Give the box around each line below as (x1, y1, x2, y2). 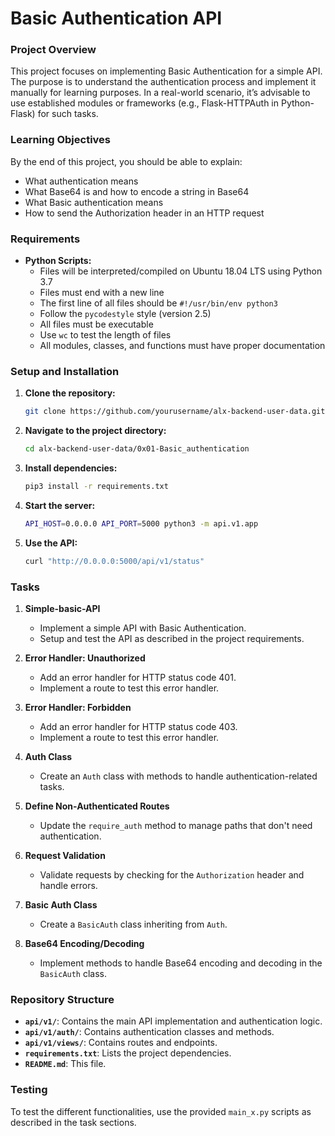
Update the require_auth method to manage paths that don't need (39, 820, 313, 832)
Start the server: (24, 500, 96, 511)
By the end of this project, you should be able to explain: (10, 155, 243, 167)
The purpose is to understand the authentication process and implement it (10, 76, 317, 88)
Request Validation (24, 850, 106, 862)
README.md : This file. (24, 1058, 107, 1070)
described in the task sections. (10, 1116, 137, 1128)
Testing (10, 1083, 48, 1097)
